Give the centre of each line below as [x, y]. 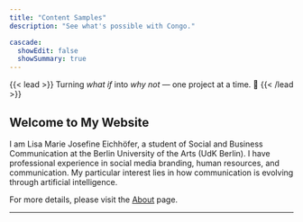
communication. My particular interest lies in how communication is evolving [151, 173]
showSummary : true [52, 59]
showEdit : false [48, 50]
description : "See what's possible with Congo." [102, 26]
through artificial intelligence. [64, 182]
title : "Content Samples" [58, 18]
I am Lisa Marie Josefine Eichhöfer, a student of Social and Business [136, 144]
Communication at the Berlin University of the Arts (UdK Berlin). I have [140, 153]
